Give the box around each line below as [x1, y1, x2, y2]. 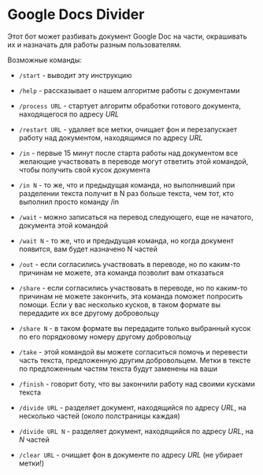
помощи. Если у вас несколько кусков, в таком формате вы [18, 299, 221, 309]
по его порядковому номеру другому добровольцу [18, 332, 192, 341]
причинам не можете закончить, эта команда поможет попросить [18, 291, 243, 301]
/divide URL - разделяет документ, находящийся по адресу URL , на [18, 403, 247, 412]
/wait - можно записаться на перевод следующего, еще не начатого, [18, 212, 254, 221]
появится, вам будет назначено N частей [18, 244, 158, 254]
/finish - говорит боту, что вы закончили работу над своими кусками [18, 379, 255, 388]
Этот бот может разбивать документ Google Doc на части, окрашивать [7, 32, 247, 41]
